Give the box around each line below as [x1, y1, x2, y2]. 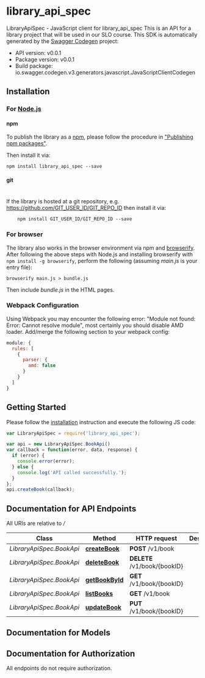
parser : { [22, 357, 48, 363]
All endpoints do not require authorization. [6, 665, 112, 672]
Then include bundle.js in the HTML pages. [6, 286, 115, 294]
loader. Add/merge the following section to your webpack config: [6, 328, 170, 335]
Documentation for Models [6, 627, 111, 638]
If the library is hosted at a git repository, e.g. [6, 198, 120, 205]
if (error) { [12, 453, 45, 459]
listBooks [85, 590, 113, 598]
